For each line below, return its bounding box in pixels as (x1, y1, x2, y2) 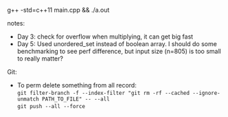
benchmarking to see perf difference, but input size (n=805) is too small (16, 47, 221, 55)
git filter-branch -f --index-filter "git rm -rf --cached (16, 89, 190, 96)
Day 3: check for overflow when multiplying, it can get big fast (16, 32, 194, 41)
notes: (7, 19, 25, 27)
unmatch (16, 96, 39, 103)
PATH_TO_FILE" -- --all (42, 96, 110, 103)
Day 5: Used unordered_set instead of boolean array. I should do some (16, 40, 218, 47)
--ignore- (192, 89, 221, 96)
